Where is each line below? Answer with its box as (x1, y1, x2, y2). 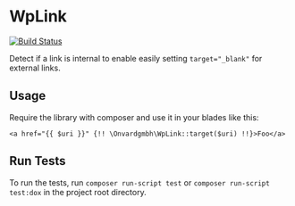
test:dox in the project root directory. (9, 186, 147, 197)
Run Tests (9, 153, 66, 169)
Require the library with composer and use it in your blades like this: (9, 111, 259, 122)
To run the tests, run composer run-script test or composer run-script (9, 177, 270, 188)
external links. (9, 62, 61, 73)
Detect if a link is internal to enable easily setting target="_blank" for (9, 53, 263, 63)
